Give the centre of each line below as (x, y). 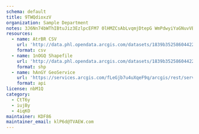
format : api (31, 84)
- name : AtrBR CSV (34, 39)
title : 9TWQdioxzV (29, 17)
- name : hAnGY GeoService (44, 72)
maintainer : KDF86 (29, 116)
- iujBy (21, 105)
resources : (20, 34)
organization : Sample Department (47, 23)
